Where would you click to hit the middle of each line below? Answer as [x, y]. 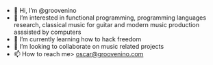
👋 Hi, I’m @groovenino [45, 10]
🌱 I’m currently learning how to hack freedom [77, 39]
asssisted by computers [47, 32]
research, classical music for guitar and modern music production [106, 25]
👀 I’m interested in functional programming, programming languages [110, 18]
